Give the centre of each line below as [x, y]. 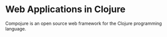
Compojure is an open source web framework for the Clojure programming [83, 23]
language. [16, 28]
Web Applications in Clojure [65, 9]
